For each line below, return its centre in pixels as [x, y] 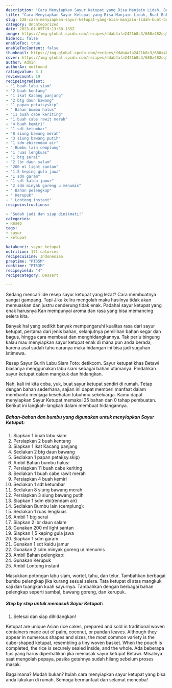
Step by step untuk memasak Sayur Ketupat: [55, 604]
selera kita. [17, 316]
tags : [11, 228]
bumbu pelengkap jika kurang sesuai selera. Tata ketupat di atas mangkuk [84, 581]
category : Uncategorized [32, 24]
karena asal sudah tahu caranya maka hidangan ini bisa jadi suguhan [78, 347]
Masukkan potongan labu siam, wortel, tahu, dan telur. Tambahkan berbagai [86, 576]
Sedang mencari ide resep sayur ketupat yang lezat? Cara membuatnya [81, 294]
